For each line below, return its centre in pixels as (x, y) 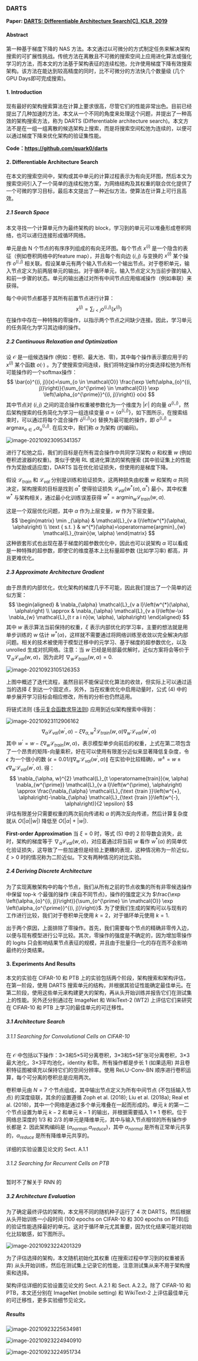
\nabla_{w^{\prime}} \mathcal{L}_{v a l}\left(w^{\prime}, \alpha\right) (99, 785)
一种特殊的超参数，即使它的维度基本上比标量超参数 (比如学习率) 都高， (97, 551)
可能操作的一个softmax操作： (42, 372)
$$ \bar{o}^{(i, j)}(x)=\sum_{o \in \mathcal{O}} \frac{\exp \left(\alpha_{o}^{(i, (99, 382)
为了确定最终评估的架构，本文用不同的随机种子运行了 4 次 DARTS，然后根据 (99, 1212)
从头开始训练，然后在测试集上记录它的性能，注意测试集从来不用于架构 (100, 1266)
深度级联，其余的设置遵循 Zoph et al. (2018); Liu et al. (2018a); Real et (104, 1098)
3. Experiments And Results (41, 964)
